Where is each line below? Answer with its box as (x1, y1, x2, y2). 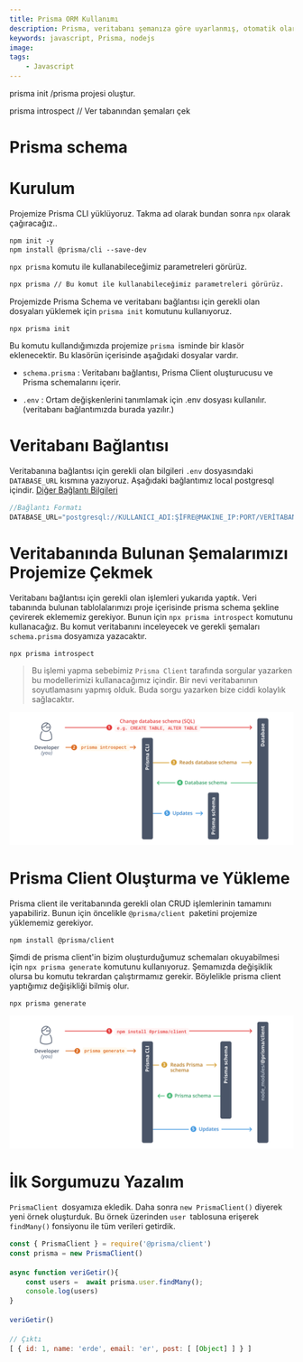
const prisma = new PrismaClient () (9, 1248, 143, 1258)
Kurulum (9, 179, 76, 199)
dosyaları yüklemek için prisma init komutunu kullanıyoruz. (9, 306, 233, 316)
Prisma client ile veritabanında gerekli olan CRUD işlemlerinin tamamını (9, 898, 272, 909)
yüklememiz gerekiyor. (9, 917, 94, 928)
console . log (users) (25, 1287, 99, 1296)
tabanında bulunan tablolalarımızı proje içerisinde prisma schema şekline (9, 601, 280, 613)
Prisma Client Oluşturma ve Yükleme (9, 868, 290, 889)
